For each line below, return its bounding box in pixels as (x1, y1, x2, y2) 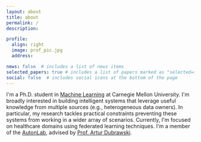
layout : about (6, 8, 42, 15)
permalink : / (6, 20, 39, 26)
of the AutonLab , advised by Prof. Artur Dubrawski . (6, 129, 132, 136)
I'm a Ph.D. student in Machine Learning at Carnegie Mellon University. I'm (6, 91, 190, 98)
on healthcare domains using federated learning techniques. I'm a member (6, 123, 190, 130)
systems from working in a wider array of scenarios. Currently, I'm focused (6, 116, 191, 124)
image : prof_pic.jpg (11, 47, 63, 54)
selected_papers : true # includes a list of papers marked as (6, 69, 165, 75)
